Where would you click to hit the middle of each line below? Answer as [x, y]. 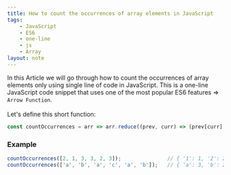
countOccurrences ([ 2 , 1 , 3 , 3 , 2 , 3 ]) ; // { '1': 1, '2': [113, 159]
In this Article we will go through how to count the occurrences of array [108, 78]
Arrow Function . [30, 100]
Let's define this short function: [52, 114]
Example [22, 144]
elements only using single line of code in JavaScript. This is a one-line [108, 85]
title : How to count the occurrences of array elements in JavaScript [110, 13]
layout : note [26, 58]
